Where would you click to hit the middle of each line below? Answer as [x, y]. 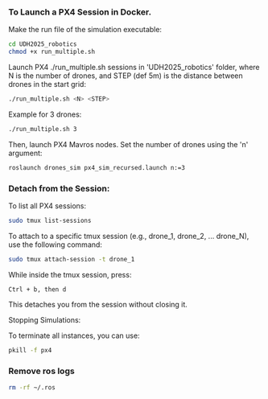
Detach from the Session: [59, 188]
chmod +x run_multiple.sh [52, 52]
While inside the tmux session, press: [70, 274]
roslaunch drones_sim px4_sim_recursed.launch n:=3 [97, 167]
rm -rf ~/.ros [32, 387]
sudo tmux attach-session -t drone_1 [72, 259]
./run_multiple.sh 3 [43, 129]
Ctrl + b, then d [37, 289]
